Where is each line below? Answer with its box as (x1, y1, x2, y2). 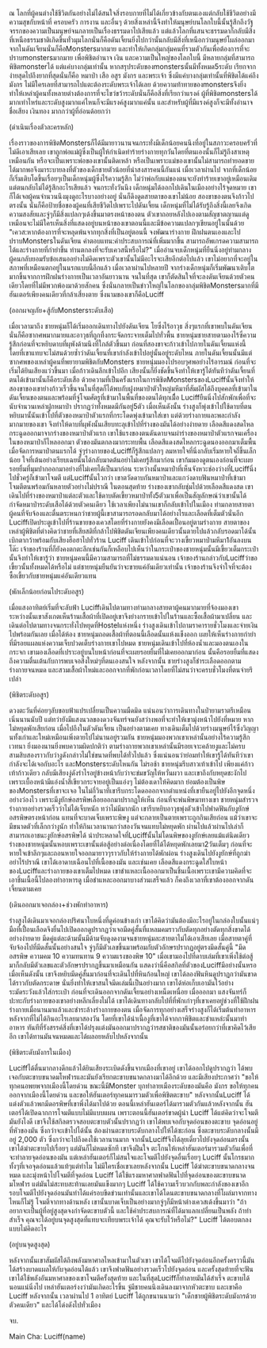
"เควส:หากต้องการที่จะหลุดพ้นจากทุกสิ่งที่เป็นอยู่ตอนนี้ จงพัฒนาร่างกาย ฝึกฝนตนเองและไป (9, 227, 241, 236)
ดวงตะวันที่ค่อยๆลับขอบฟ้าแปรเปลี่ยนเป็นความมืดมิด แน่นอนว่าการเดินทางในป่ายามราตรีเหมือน (9, 706, 252, 715)
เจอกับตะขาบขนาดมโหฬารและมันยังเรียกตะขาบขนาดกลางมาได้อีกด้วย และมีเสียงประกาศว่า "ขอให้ (9, 1072, 259, 1082)
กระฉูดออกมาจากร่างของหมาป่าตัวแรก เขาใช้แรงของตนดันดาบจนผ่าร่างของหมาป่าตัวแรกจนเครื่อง (9, 429, 257, 437)
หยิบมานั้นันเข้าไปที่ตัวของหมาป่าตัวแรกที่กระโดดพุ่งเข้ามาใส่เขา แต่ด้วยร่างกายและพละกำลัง (9, 411, 241, 420)
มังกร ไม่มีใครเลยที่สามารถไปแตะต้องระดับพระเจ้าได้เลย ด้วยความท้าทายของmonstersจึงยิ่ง (9, 80, 246, 89)
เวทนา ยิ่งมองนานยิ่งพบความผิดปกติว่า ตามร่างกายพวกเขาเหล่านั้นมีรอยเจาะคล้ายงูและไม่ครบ (9, 742, 246, 750)
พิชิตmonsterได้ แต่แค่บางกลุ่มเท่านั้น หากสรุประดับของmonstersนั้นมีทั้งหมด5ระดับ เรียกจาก (9, 62, 257, 71)
